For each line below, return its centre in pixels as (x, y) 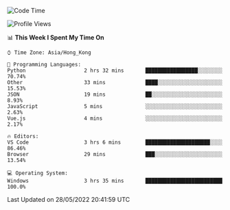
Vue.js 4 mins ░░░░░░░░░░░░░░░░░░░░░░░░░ (115, 118)
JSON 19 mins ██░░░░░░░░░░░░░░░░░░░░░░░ (115, 94)
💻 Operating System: (38, 173)
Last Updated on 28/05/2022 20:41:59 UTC (69, 199)
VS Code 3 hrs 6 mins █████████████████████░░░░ (115, 142)
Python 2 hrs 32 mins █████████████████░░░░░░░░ (115, 70)
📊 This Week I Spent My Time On (56, 37)
